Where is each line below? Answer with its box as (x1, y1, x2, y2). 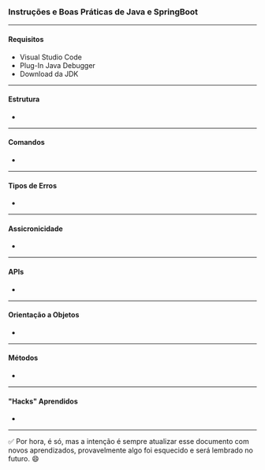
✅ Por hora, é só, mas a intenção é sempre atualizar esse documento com (8, 437, 250, 446)
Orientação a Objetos (8, 310, 80, 320)
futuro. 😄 (8, 454, 39, 464)
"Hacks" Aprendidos (8, 396, 79, 406)
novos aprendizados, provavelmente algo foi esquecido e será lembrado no (8, 445, 254, 455)
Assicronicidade (8, 224, 63, 233)
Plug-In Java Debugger (19, 60, 96, 70)
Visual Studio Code (19, 52, 83, 62)
